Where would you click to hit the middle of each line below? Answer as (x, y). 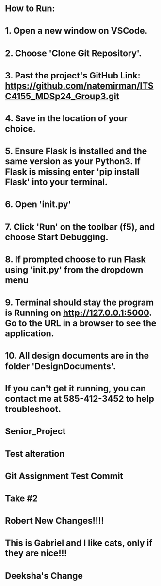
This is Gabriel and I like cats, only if (79, 543)
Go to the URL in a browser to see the (81, 323)
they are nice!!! (36, 553)
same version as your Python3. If (73, 162)
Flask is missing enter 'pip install (72, 172)
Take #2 (21, 498)
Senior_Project (35, 431)
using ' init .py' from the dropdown (74, 270)
